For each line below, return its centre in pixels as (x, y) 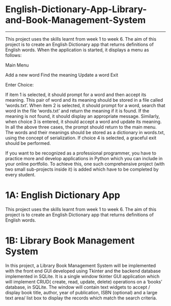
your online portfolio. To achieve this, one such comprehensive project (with (85, 164)
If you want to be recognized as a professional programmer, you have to (81, 153)
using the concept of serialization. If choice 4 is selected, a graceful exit (81, 138)
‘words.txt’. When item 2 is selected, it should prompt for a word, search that (85, 105)
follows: (13, 55)
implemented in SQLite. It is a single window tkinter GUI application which (82, 276)
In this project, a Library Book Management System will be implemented (81, 265)
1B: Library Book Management (70, 241)
